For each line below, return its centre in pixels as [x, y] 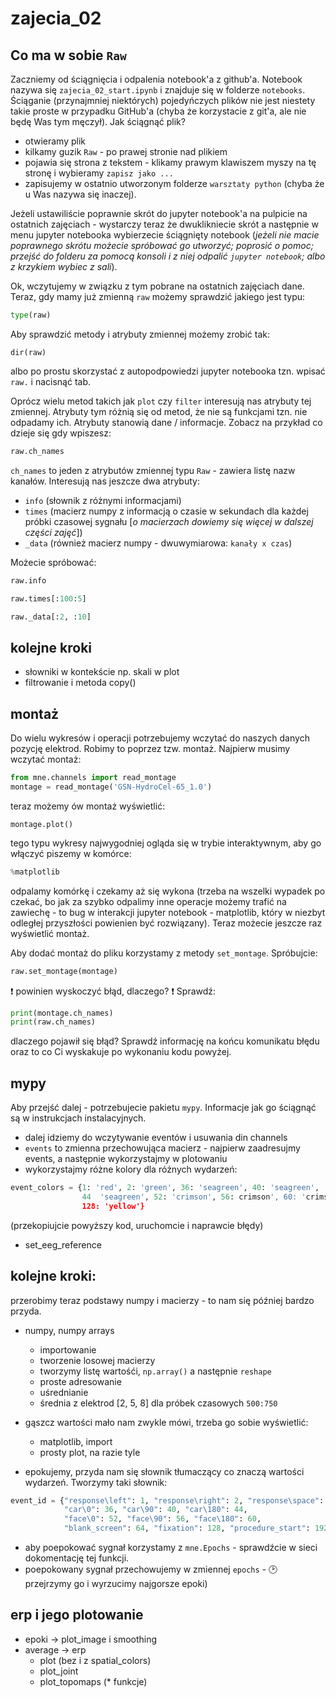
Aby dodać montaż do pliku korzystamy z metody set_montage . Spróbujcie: [164, 953]
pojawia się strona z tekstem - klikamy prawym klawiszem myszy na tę [170, 162]
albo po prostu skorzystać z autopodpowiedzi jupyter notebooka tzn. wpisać [168, 371]
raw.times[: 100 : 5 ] [48, 598]
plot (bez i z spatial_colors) [95, 1660]
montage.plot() [42, 824]
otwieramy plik [55, 141]
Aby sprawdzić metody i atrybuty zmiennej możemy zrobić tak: [140, 334]
